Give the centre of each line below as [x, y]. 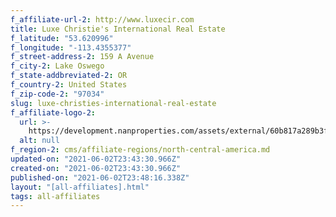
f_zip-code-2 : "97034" [57, 94]
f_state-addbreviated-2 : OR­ [69, 76]
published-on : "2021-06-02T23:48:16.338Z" [100, 177]
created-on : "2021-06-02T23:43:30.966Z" [96, 168]
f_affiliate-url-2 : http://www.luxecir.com [102, 19]
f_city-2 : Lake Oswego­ [57, 66]
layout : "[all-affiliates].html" [80, 187]
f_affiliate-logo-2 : [53, 112]
